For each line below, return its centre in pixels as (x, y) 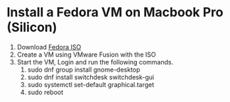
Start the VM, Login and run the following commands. (95, 62)
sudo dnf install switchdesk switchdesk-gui (91, 77)
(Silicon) (32, 27)
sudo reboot (45, 92)
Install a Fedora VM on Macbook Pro (115, 12)
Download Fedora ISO (49, 47)
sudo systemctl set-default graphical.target (91, 84)
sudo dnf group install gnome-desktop (84, 69)
